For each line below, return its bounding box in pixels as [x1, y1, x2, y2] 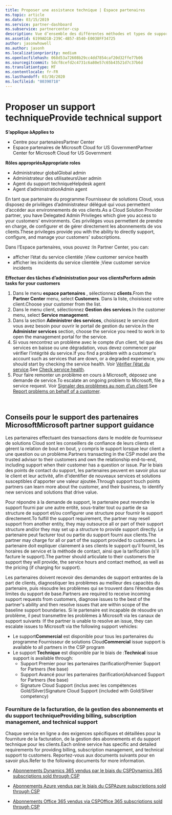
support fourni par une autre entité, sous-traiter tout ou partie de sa [5, 504, 148, 511]
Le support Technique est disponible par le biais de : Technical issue [12, 649, 158, 656]
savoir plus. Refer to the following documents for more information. [5, 757, 145, 764]
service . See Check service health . [12, 366, 85, 372]
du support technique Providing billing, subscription [5, 712, 137, 719]
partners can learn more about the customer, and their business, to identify [5, 483, 164, 490]
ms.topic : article [5, 12, 45, 17]
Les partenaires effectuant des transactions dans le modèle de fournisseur [5, 434, 163, 441]
